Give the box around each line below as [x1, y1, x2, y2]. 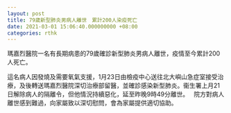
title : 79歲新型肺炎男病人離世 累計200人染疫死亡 [7, 17, 137, 24]
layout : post [7, 10, 45, 17]
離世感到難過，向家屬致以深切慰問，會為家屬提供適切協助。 [7, 98, 178, 107]
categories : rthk [7, 29, 58, 37]
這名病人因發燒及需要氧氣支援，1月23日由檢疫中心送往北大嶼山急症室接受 [7, 73, 218, 81]
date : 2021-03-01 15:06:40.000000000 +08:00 [7, 23, 138, 30]
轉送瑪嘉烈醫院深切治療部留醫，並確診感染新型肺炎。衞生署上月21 [31, 81, 221, 90]
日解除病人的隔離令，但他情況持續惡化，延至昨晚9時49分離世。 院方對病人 [7, 90, 225, 98]
